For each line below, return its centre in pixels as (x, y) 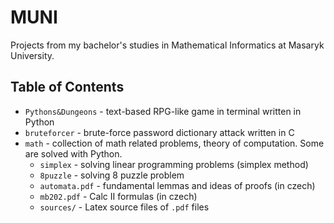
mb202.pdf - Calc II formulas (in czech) (118, 196)
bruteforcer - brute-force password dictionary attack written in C (159, 132)
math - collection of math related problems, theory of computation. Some (174, 143)
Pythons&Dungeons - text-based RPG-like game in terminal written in (163, 111)
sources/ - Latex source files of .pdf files (124, 207)
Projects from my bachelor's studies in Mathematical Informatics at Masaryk (167, 45)
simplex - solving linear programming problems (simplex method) (174, 164)
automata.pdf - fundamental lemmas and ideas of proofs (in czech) (177, 185)
